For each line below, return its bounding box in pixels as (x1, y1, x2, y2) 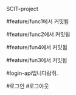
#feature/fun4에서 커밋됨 (6, 44, 68, 51)
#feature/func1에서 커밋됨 (6, 18, 69, 25)
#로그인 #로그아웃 (6, 82, 49, 90)
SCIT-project (6, 5, 38, 12)
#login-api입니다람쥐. (6, 69, 58, 77)
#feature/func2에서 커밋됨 (6, 30, 71, 38)
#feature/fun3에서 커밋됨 (6, 57, 67, 63)
